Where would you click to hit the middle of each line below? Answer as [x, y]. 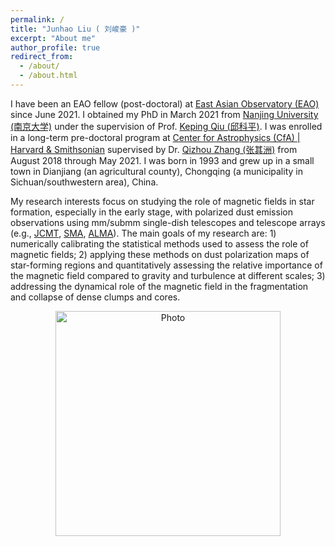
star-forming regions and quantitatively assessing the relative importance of [166, 265]
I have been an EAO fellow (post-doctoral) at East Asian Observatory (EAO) [165, 103]
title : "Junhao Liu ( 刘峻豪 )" [75, 29]
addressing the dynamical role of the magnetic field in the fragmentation [159, 286]
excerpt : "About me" [53, 38]
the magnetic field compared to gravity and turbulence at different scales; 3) [168, 275]
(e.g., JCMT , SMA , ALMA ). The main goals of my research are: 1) [143, 233]
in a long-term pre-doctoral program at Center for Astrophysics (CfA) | [155, 137]
